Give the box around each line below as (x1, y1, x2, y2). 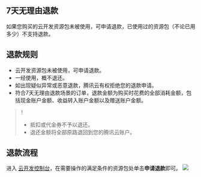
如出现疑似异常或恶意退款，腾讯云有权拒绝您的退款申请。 (14, 82, 157, 89)
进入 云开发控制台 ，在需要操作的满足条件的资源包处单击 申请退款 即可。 (6, 164, 181, 172)
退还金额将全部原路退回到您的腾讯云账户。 (29, 128, 136, 136)
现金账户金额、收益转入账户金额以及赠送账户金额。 (20, 97, 147, 104)
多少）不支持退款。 (6, 30, 54, 37)
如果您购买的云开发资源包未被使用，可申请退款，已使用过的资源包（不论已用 (6, 23, 196, 30)
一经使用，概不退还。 (14, 74, 68, 81)
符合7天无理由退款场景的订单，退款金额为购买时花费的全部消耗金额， (14, 89, 187, 96)
